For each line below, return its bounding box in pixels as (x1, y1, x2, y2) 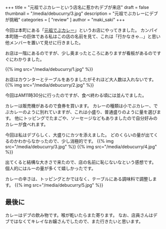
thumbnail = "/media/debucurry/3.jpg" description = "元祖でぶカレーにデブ (5, 10, 159, 16)
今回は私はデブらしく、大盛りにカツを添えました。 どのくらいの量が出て (5, 132, 154, 138)
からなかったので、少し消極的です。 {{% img (22, 138, 114, 144)
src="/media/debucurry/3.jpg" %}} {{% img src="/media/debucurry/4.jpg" (5, 144, 157, 150)
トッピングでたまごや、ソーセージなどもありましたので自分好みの (23, 115, 158, 121)
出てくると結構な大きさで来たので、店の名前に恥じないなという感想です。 (5, 159, 157, 165)
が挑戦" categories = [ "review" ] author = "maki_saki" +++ (5, 17, 125, 22)
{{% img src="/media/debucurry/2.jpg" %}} (5, 82, 94, 88)
